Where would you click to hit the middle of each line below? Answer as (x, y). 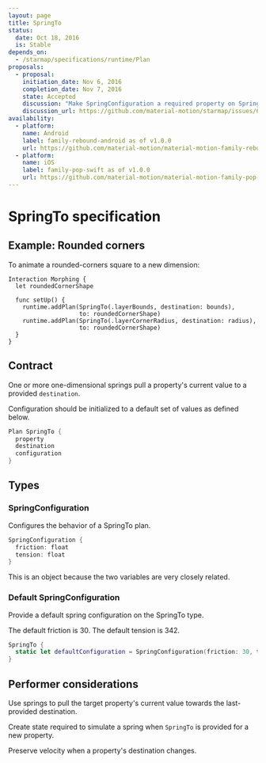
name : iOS (39, 163)
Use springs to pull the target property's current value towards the (116, 703)
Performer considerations (73, 684)
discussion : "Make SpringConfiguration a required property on (129, 104)
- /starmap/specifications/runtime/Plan (83, 60)
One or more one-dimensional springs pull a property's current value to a (127, 385)
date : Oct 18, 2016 (47, 38)
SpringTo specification (84, 216)
